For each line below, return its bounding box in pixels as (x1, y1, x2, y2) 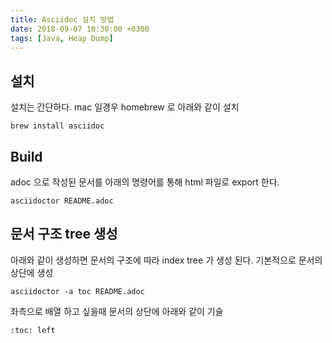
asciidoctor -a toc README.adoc (10, 286, 145, 296)
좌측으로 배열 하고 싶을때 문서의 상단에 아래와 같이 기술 (10, 305, 224, 317)
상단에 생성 (10, 266, 54, 278)
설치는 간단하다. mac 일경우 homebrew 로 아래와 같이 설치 (10, 101, 240, 113)
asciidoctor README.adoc (10, 196, 114, 206)
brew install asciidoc (10, 121, 105, 131)
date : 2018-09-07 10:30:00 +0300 (10, 24, 150, 34)
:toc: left (10, 325, 56, 335)
